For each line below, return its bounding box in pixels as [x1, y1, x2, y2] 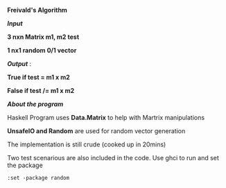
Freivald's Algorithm [7, 6, 68, 14]
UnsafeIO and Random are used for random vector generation [7, 127, 186, 135]
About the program [7, 100, 64, 108]
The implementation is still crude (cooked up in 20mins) [7, 140, 166, 148]
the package [7, 161, 43, 169]
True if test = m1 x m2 [7, 73, 71, 81]
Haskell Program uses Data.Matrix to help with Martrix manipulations [7, 114, 205, 121]
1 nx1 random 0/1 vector [7, 46, 77, 54]
